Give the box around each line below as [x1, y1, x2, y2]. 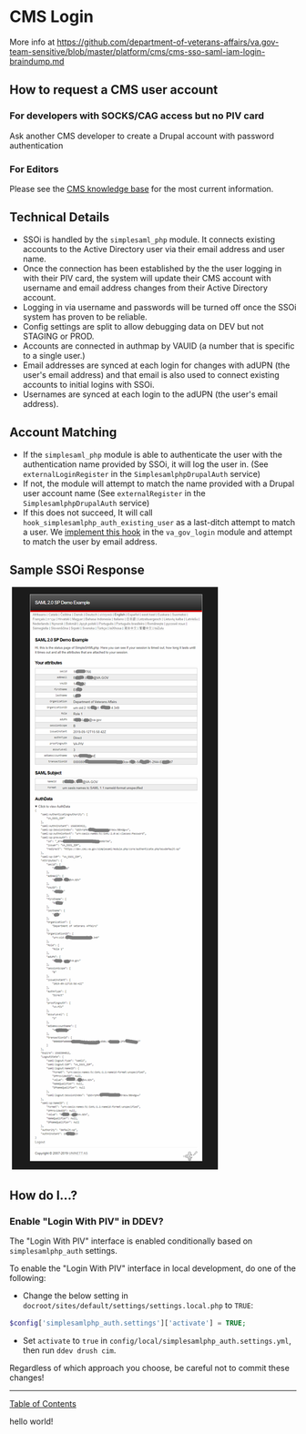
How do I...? [9, 1187, 78, 1203]
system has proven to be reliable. [22, 311, 148, 322]
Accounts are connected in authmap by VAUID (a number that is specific [22, 340, 295, 351]
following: [9, 1273, 46, 1284]
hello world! [9, 1416, 54, 1427]
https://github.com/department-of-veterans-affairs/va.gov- [56, 36, 280, 47]
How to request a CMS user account [9, 82, 219, 97]
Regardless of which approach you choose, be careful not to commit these [9, 1362, 290, 1373]
